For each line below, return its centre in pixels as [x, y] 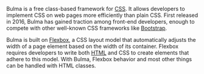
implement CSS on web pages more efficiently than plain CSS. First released [102, 15]
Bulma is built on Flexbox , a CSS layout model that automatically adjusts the [101, 40]
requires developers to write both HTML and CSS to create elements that [98, 53]
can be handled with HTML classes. [51, 66]
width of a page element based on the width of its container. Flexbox [93, 46]
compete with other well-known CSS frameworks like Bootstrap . [87, 28]
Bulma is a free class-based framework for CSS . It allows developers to [96, 9]
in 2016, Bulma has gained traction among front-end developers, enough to [100, 22]
